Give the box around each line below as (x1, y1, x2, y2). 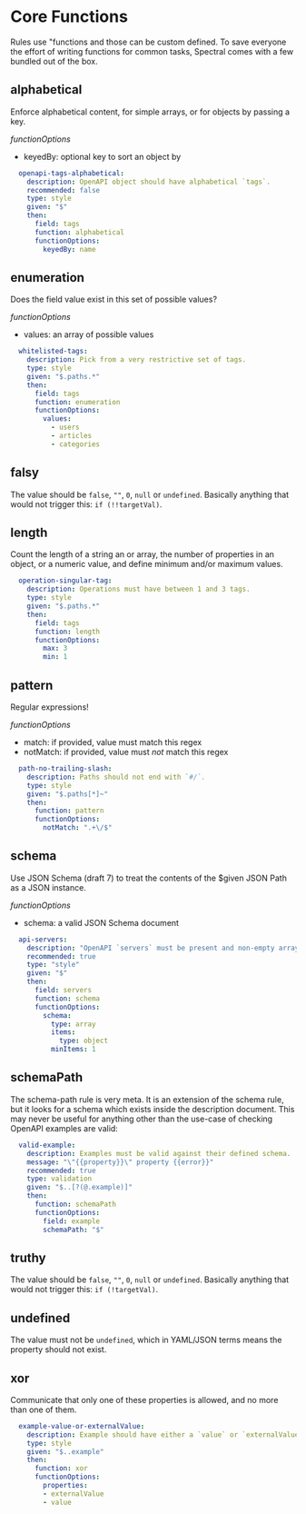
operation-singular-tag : (18, 576, 113, 585)
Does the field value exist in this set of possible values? (10, 294, 217, 305)
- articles (50, 432, 93, 441)
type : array (50, 1020, 96, 1029)
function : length (34, 627, 101, 636)
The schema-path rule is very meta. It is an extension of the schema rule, (10, 1093, 284, 1105)
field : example (43, 1216, 101, 1226)
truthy (10, 1250, 46, 1265)
